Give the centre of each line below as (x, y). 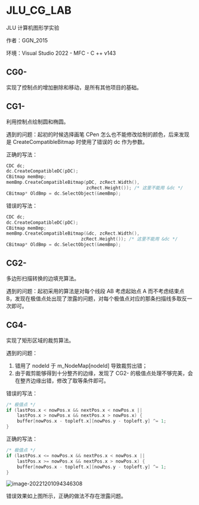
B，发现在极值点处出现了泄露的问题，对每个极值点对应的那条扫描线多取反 (97, 298)
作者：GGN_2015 (27, 40)
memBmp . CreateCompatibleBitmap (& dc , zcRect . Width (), (73, 233)
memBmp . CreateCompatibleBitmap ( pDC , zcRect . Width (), (73, 183)
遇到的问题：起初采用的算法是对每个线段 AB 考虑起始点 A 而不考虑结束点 (95, 291)
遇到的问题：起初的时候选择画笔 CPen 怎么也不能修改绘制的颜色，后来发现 (98, 134)
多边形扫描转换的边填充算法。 (43, 278)
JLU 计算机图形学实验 (33, 27)
